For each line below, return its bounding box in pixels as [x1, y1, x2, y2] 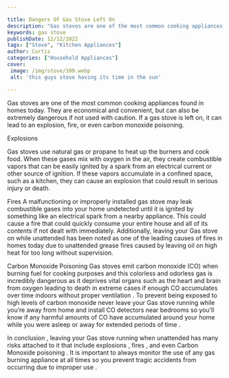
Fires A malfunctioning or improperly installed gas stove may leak [7, 197, 193, 205]
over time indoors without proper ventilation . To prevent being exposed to [7, 291, 218, 300]
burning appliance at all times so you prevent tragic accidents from [7, 355, 197, 364]
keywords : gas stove [7, 29, 67, 36]
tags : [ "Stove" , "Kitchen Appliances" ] [7, 42, 122, 49]
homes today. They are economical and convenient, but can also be [7, 106, 199, 114]
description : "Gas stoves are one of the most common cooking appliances [7, 22, 223, 30]
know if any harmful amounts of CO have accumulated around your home [7, 313, 215, 321]
